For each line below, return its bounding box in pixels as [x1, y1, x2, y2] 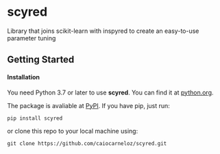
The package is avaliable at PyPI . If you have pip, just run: [7, 101, 170, 110]
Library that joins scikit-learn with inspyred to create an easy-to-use [7, 27, 199, 35]
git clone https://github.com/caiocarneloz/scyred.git [7, 140, 167, 147]
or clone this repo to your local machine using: [7, 127, 138, 135]
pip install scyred [7, 114, 63, 122]
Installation [7, 73, 40, 81]
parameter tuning [7, 34, 56, 42]
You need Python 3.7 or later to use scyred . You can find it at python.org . [7, 88, 214, 97]
